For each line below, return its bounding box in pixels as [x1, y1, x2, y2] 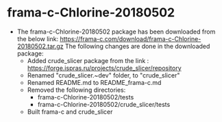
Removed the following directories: [27, 86, 126, 94]
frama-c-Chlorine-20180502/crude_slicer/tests [37, 100, 171, 108]
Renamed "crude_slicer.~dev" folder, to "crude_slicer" [27, 71, 180, 80]
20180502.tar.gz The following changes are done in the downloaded [16, 42, 210, 50]
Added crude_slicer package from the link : [27, 56, 149, 64]
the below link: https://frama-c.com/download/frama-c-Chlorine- [16, 34, 201, 42]
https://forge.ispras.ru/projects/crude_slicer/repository [27, 64, 182, 72]
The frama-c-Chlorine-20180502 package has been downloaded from [16, 27, 216, 36]
